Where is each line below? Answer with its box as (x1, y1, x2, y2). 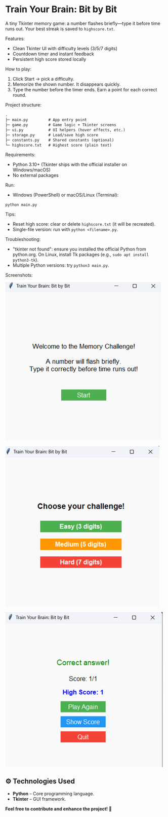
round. (12, 92, 27, 98)
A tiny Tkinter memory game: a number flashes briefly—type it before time (5, 20, 160, 26)
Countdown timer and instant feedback (12, 51, 95, 57)
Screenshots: (5, 272, 33, 278)
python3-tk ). (12, 257, 39, 263)
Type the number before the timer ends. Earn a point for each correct (12, 86, 157, 92)
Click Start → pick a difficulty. (12, 76, 74, 82)
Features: (5, 35, 25, 42)
